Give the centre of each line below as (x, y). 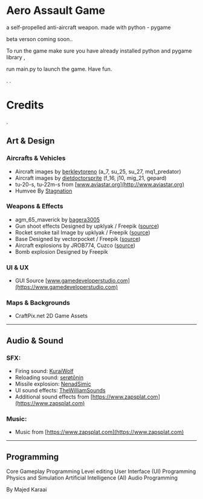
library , (16, 57)
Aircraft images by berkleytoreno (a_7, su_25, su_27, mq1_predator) (98, 171)
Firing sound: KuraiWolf (44, 371)
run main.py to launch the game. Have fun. (59, 69)
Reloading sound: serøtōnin (49, 378)
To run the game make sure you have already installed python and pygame (99, 51)
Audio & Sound (35, 341)
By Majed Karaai (27, 490)
